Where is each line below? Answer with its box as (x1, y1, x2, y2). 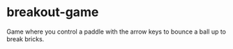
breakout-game (6, 4, 99, 20)
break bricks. (6, 34, 45, 43)
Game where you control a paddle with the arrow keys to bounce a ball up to (6, 27, 227, 36)
